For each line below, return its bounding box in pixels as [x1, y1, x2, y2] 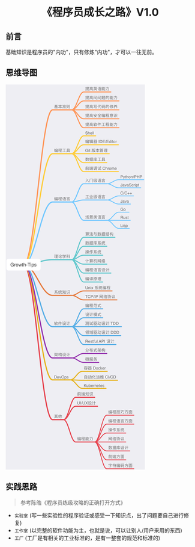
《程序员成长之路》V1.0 [41, 5, 160, 19]
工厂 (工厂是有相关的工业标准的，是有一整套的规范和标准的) [14, 534, 160, 542]
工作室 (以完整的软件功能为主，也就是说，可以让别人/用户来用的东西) [14, 527, 182, 534]
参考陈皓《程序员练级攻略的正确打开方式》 [20, 499, 126, 506]
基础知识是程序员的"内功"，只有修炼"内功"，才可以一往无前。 [5, 49, 158, 55]
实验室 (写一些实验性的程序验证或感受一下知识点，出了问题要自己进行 [14, 511, 184, 519]
